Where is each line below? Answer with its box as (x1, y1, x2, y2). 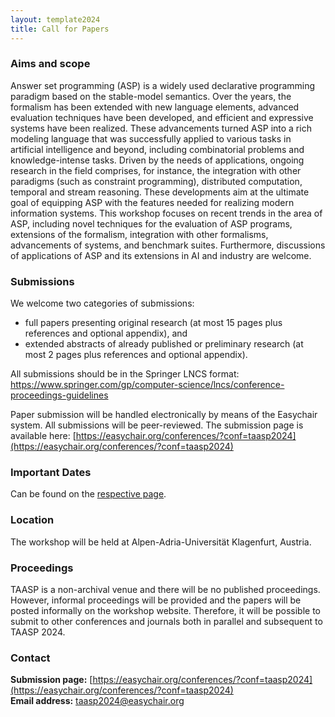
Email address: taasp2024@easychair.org (10, 695, 185, 707)
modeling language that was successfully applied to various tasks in (10, 132, 292, 145)
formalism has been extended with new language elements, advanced (10, 101, 300, 113)
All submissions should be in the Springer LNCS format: (10, 368, 240, 380)
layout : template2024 (10, 14, 101, 25)
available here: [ (10, 430, 77, 442)
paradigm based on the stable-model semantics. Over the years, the (10, 90, 292, 102)
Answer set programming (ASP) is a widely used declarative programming (10, 79, 316, 91)
